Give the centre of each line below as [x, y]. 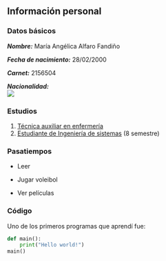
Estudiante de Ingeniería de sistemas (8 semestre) [88, 133]
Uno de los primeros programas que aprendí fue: [76, 226]
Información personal [54, 11]
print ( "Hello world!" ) [52, 245]
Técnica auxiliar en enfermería [60, 126]
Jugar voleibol [38, 180]
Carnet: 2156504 [32, 72]
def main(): [24, 239]
